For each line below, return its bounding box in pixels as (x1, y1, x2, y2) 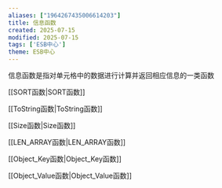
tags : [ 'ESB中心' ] (8, 41, 66, 49)
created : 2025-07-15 (8, 26, 76, 34)
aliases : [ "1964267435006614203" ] (8, 11, 122, 20)
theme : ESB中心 (8, 48, 56, 56)
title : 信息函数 (8, 19, 56, 27)
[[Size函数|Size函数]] (8, 121, 76, 130)
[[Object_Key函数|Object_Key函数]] (8, 154, 122, 164)
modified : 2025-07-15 (8, 33, 79, 42)
